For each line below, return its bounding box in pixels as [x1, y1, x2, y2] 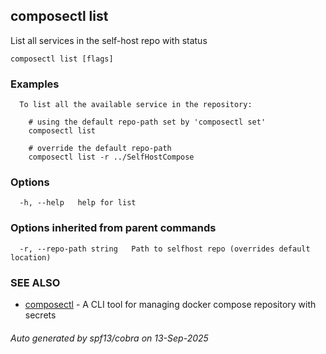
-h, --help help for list [19, 198, 137, 208]
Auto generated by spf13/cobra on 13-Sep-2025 [10, 332, 209, 344]
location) [10, 252, 52, 263]
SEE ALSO [10, 275, 61, 289]
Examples [10, 77, 60, 91]
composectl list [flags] [10, 54, 114, 64]
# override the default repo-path [28, 144, 172, 154]
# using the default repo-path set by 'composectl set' [28, 117, 267, 128]
